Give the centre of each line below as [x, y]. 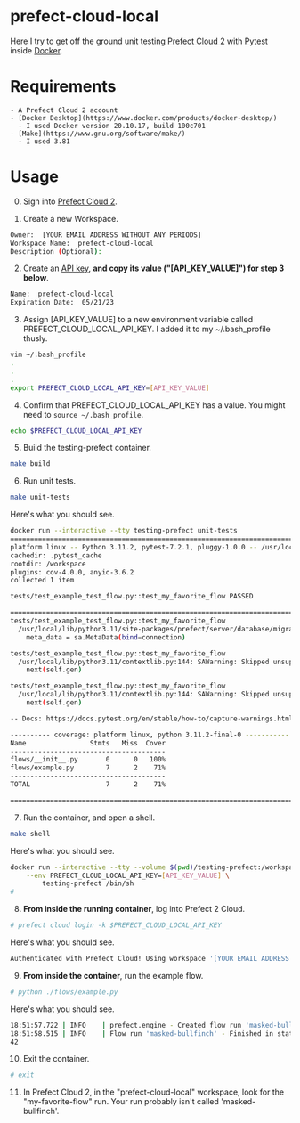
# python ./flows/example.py [64, 992]
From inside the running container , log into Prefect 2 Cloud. [134, 909]
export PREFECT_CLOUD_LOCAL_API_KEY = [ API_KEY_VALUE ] [110, 388]
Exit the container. [56, 1059]
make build [30, 464]
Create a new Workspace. [70, 218]
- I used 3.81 [44, 141]
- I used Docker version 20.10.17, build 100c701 [112, 126]
